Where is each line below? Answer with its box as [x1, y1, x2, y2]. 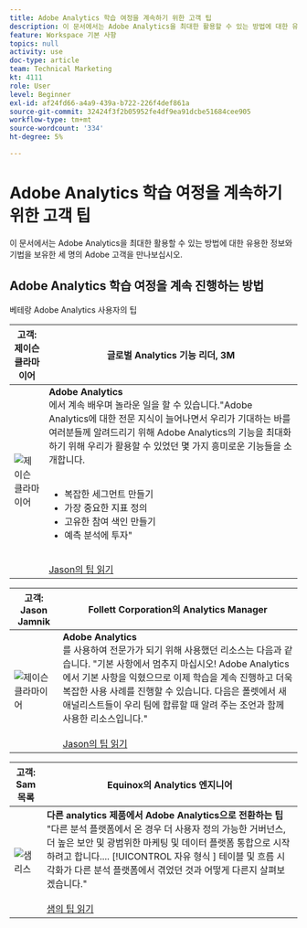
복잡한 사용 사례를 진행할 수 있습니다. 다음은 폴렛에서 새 [62, 685, 288, 698]
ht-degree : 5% [9, 133, 64, 142]
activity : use [9, 48, 64, 57]
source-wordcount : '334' [9, 124, 104, 133]
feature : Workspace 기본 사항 [9, 30, 117, 39]
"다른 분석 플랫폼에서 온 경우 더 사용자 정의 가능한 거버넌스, [47, 822, 286, 835]
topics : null [9, 38, 59, 48]
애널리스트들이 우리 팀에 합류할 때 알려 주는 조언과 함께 [62, 699, 285, 711]
